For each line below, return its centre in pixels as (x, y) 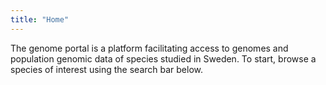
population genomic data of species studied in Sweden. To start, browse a (163, 58)
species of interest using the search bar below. (107, 69)
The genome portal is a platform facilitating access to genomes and (149, 48)
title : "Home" (40, 19)
